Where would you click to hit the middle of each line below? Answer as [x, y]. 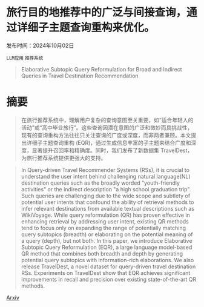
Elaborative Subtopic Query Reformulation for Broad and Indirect [102, 69]
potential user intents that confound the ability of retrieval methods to [107, 202]
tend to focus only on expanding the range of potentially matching [104, 228]
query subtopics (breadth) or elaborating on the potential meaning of [107, 234]
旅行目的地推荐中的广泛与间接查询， [97, 12]
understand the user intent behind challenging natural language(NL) [106, 176]
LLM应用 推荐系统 [25, 58]
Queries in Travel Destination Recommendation [80, 76]
